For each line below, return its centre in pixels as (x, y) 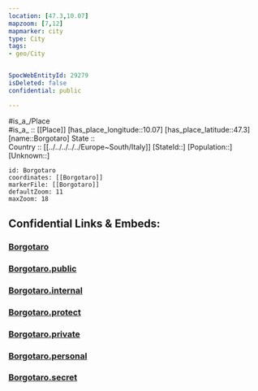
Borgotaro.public (43, 268)
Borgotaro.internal (45, 290)
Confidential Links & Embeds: (84, 224)
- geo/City (27, 54)
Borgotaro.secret (43, 377)
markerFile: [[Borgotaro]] (54, 185)
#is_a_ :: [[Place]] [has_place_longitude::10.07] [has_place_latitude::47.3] (129, 129)
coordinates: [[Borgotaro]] (56, 177)
